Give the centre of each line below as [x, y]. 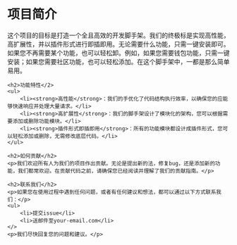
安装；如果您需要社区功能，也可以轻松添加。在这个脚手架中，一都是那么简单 [119, 61]
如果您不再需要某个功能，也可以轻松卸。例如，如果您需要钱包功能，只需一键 [119, 53]
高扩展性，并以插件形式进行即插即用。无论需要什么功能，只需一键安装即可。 [119, 44]
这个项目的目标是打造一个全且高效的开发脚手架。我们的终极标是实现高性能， [119, 35]
